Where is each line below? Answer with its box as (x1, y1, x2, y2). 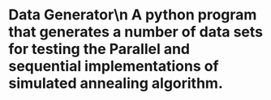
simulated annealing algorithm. (8, 74, 223, 93)
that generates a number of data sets (8, 23, 264, 41)
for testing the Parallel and (8, 40, 191, 58)
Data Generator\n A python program (8, 6, 257, 24)
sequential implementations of (8, 57, 219, 76)
